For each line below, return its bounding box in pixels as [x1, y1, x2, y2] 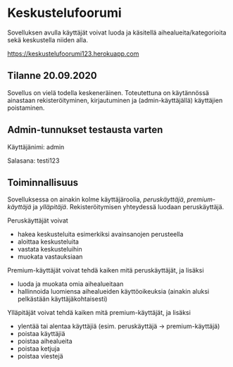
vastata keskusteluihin [17, 245, 82, 254]
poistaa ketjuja [17, 344, 61, 353]
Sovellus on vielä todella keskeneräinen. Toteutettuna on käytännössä [7, 88, 210, 97]
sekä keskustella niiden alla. [7, 35, 89, 44]
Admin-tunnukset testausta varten [7, 124, 163, 136]
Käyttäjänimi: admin [7, 142, 65, 151]
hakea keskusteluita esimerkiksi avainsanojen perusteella [17, 230, 184, 239]
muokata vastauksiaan [17, 252, 83, 261]
